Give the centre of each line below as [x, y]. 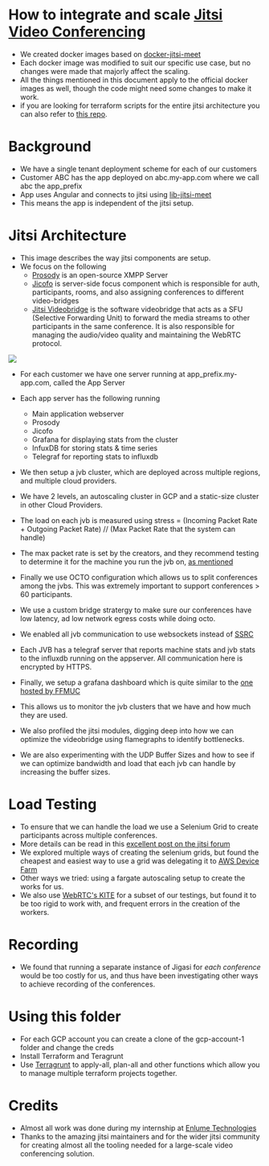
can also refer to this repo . [63, 113]
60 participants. [46, 594]
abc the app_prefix [51, 186]
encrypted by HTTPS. [56, 666]
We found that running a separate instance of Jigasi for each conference [140, 966]
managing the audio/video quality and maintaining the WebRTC [137, 335]
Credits [33, 1105]
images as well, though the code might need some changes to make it [136, 88]
